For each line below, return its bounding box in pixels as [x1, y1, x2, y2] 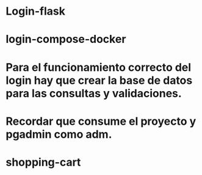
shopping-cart [5, 155, 81, 169]
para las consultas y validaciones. [5, 86, 182, 100]
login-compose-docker [5, 32, 126, 47]
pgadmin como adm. [5, 127, 112, 141]
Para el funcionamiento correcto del [5, 60, 192, 74]
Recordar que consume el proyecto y [5, 114, 197, 128]
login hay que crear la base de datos [5, 73, 193, 87]
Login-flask [5, 4, 65, 18]
